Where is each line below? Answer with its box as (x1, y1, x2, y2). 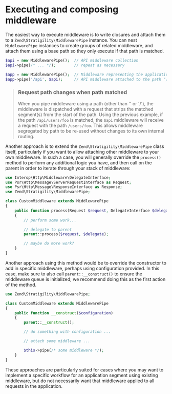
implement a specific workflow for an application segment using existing (5, 372, 158, 378)
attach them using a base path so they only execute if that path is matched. (5, 48, 164, 54)
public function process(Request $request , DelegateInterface (14, 208, 150, 213)
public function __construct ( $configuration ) (14, 310, 114, 315)
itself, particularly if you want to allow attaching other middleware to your (5, 148, 160, 155)
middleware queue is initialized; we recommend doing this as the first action (5, 276, 166, 282)
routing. (17, 133, 35, 139)
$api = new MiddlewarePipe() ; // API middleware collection (5, 58, 139, 63)
